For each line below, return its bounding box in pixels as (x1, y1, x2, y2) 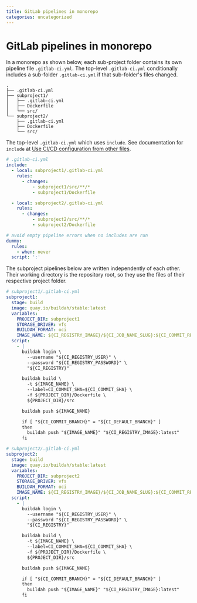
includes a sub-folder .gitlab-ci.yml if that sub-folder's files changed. (6, 71, 178, 78)
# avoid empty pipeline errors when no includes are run (6, 233, 148, 238)
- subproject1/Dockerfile (32, 189, 96, 196)
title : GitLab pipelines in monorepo (6, 8, 98, 15)
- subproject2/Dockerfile (32, 222, 96, 228)
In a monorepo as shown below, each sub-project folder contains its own (6, 59, 182, 66)
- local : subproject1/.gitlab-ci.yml (11, 168, 104, 174)
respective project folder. (6, 277, 67, 285)
